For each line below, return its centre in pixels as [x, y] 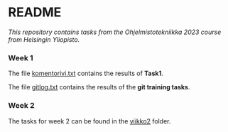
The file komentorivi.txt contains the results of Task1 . [86, 73]
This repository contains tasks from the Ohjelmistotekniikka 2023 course [115, 32]
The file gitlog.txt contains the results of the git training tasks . [99, 87]
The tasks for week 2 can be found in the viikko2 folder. [89, 121]
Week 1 [21, 57]
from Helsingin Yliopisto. [44, 39]
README [35, 12]
